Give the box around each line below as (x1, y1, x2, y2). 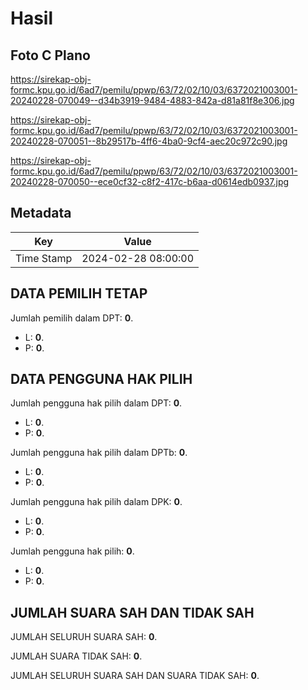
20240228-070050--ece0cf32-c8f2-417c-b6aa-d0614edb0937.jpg (10, 176, 290, 187)
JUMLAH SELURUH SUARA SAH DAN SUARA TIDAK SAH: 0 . (10, 670, 260, 682)
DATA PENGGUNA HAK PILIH (10, 371, 193, 388)
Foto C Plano (10, 47, 91, 64)
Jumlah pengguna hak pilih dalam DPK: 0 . (10, 496, 183, 508)
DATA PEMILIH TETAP (10, 285, 148, 302)
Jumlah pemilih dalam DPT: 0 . (10, 312, 134, 324)
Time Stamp (15, 251, 73, 265)
